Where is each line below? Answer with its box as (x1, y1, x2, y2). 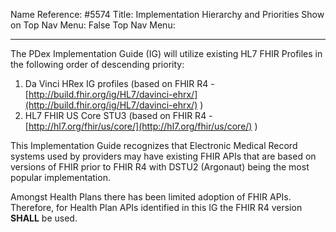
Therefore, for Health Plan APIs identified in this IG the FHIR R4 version (10, 202, 303, 213)
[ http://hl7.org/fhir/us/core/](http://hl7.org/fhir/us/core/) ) (24, 120, 258, 132)
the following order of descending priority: (10, 59, 185, 70)
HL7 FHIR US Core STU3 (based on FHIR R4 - (24, 110, 213, 121)
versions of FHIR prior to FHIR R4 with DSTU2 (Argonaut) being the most (10, 161, 310, 173)
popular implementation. (10, 172, 111, 183)
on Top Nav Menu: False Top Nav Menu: (10, 19, 176, 31)
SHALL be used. (10, 212, 78, 224)
